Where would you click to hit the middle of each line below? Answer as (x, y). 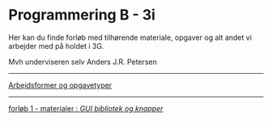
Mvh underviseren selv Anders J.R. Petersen (83, 62)
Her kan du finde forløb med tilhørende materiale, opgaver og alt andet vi (130, 37)
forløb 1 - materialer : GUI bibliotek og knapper (86, 108)
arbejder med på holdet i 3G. (56, 45)
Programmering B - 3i (82, 15)
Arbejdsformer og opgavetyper (60, 85)
